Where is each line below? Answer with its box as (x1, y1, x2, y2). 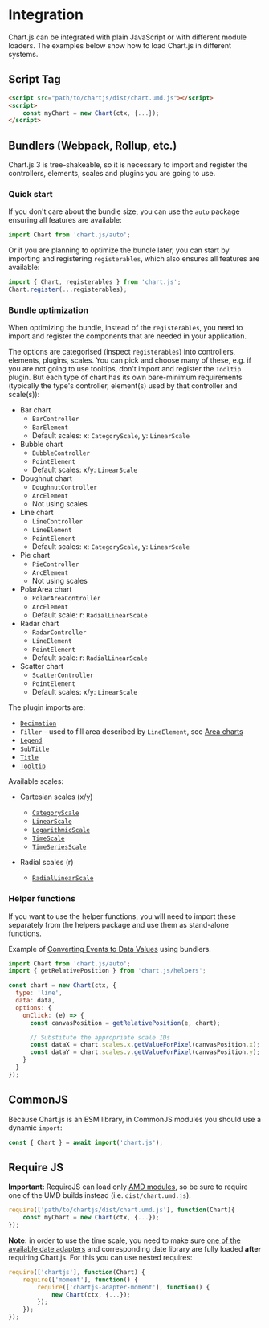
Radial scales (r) (19, 858, 74, 867)
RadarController (31, 629, 87, 637)
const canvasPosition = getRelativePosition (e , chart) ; (29, 1019, 221, 1027)
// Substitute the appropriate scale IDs (29, 1033, 171, 1042)
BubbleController (31, 449, 91, 457)
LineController (31, 518, 83, 526)
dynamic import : (8, 1123, 63, 1133)
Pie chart (19, 551, 51, 560)
